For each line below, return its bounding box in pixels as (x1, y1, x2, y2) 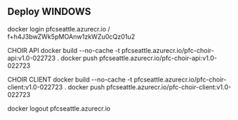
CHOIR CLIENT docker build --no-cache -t (7, 75, 133, 84)
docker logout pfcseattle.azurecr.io (7, 104, 111, 113)
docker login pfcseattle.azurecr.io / (7, 24, 111, 33)
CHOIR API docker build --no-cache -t (7, 46, 120, 54)
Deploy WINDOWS (7, 6, 91, 18)
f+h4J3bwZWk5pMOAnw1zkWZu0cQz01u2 (7, 32, 136, 41)
